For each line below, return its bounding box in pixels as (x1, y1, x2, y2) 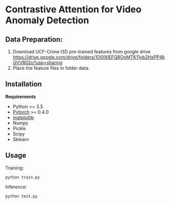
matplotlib (12, 114, 34, 120)
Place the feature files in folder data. (12, 65, 90, 71)
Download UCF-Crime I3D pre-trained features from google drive (12, 49, 151, 54)
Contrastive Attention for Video (5, 4, 142, 15)
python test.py (5, 194, 38, 199)
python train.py (5, 175, 40, 180)
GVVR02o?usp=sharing (12, 60, 63, 65)
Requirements (5, 94, 36, 100)
